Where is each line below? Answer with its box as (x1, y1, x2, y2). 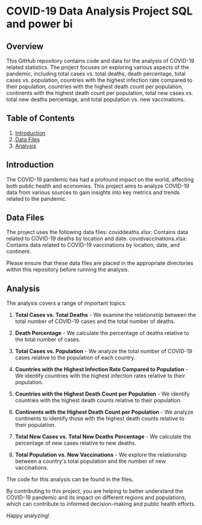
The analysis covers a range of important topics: (6, 299, 127, 307)
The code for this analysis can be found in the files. (6, 476, 134, 483)
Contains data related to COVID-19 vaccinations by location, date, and (6, 241, 180, 249)
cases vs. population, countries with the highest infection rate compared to (6, 77, 193, 83)
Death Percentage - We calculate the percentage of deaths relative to (14, 330, 189, 337)
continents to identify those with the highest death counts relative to (14, 415, 185, 422)
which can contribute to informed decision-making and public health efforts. (6, 500, 196, 507)
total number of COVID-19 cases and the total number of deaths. (14, 318, 175, 325)
